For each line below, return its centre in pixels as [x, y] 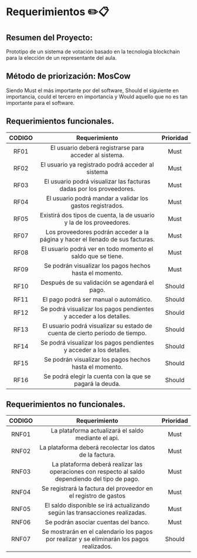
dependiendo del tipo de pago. [97, 479]
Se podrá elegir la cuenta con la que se [97, 376]
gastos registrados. [97, 205]
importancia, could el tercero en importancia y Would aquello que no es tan [97, 96]
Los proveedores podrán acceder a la [97, 232]
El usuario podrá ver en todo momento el [97, 249]
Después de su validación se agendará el [97, 283]
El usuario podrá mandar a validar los [97, 198]
